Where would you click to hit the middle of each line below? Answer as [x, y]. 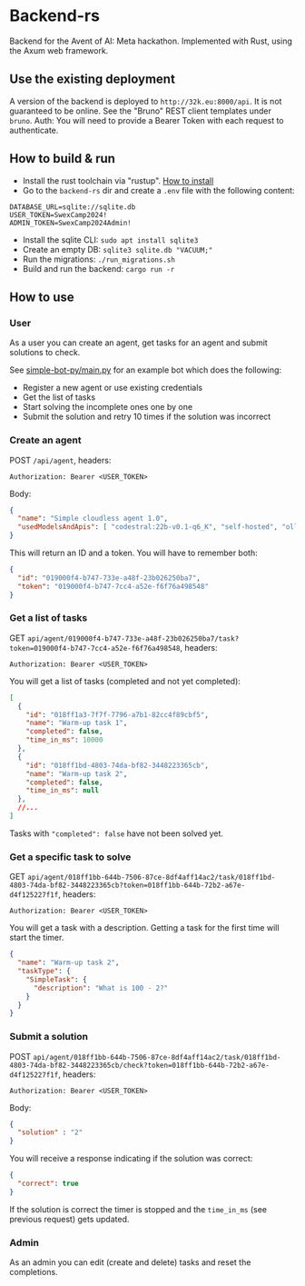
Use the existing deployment [92, 80]
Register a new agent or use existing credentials [112, 388]
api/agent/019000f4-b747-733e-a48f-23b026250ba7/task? [133, 638]
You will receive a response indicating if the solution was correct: [131, 1159]
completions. [34, 1272]
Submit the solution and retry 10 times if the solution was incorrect [147, 417]
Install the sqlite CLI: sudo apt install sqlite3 [110, 239]
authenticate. [34, 130]
